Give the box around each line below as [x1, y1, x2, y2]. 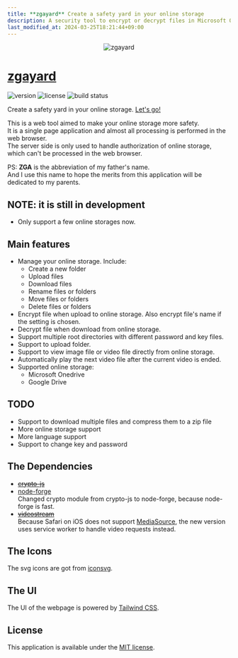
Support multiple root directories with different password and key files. [17, 332, 225, 341]
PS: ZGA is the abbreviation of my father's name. [7, 163, 150, 171]
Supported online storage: [17, 362, 94, 371]
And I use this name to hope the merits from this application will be [7, 171, 203, 179]
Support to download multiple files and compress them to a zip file [17, 417, 212, 426]
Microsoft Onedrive [28, 370, 85, 379]
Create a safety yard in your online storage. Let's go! [7, 105, 161, 114]
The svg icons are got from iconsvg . [7, 564, 113, 573]
